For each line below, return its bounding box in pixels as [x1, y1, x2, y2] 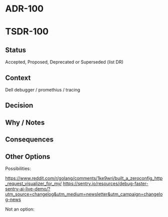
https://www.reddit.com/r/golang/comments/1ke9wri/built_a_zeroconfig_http [5, 175, 163, 181]
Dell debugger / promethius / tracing [5, 87, 80, 92]
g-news [5, 196, 21, 202]
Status [5, 45, 26, 54]
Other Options [5, 152, 50, 160]
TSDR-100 [5, 26, 49, 37]
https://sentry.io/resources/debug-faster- [62, 180, 148, 186]
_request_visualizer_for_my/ [5, 180, 62, 186]
